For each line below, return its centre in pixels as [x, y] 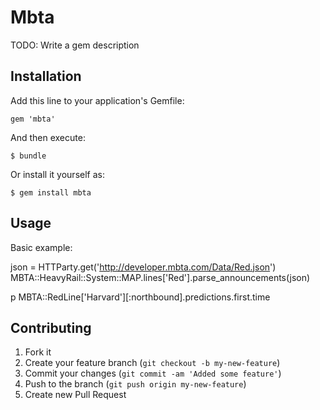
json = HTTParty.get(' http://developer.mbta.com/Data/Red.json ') [143, 267]
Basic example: [41, 247]
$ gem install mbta [51, 192]
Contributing [51, 327]
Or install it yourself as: [57, 174]
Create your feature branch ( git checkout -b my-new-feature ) [152, 363]
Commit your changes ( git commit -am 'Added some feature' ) [153, 373]
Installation [46, 76]
